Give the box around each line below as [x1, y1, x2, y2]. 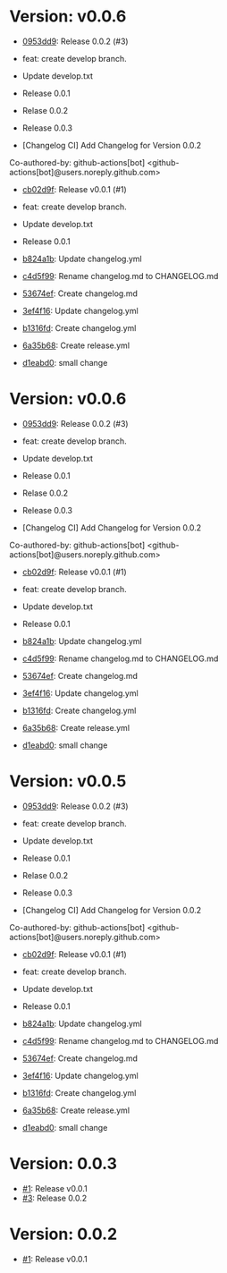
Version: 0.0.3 [9, 1154, 118, 1174]
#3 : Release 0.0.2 [21, 1192, 88, 1203]
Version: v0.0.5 [9, 771, 127, 792]
